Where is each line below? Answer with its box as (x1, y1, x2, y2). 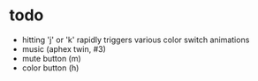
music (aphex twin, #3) (21, 43, 106, 54)
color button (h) (21, 63, 80, 73)
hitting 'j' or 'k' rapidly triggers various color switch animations (21, 34, 250, 45)
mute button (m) (21, 53, 81, 63)
